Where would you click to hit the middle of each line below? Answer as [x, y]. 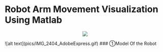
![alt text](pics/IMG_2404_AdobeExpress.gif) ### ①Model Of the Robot [81, 43]
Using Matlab [33, 20]
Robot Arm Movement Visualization [81, 9]
